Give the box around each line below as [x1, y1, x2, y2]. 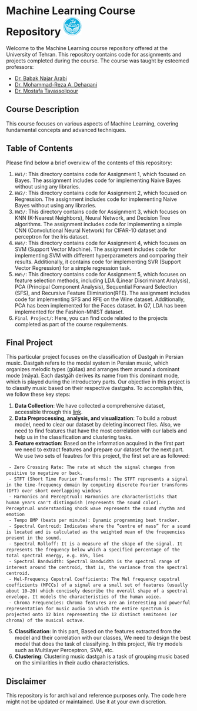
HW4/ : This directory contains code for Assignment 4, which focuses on [14, 239, 187, 246]
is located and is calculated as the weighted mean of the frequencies [6, 529, 185, 535]
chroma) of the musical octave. [6, 617, 85, 624]
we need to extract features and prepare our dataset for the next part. [14, 446, 184, 453]
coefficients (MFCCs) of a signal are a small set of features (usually [6, 582, 188, 588]
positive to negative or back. [6, 470, 83, 477]
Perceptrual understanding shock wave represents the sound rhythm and [6, 505, 185, 512]
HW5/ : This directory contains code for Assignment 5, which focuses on [14, 270, 186, 277]
